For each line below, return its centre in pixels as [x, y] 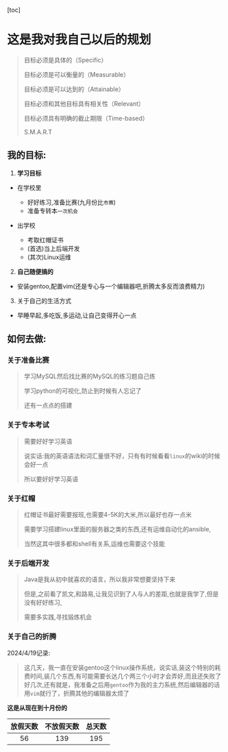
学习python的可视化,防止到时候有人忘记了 [83, 391]
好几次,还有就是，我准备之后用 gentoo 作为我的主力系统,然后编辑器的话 [122, 684]
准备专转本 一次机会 [53, 210]
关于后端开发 [28, 563]
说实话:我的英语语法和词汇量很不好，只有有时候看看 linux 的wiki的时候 [122, 456]
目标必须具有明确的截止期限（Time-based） [86, 118]
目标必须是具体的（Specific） [65, 60]
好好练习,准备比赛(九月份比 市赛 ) [72, 202]
